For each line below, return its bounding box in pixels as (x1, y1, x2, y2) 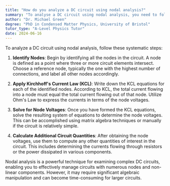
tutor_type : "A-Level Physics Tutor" (5, 26, 85, 31)
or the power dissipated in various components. (12, 149, 112, 155)
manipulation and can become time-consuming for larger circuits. (5, 175, 142, 180)
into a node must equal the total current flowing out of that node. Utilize (12, 92, 162, 97)
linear (5, 169, 17, 175)
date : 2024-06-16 (5, 31, 42, 36)
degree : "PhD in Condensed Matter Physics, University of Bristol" (5, 21, 151, 27)
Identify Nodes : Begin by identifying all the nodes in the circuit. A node (12, 55, 161, 61)
